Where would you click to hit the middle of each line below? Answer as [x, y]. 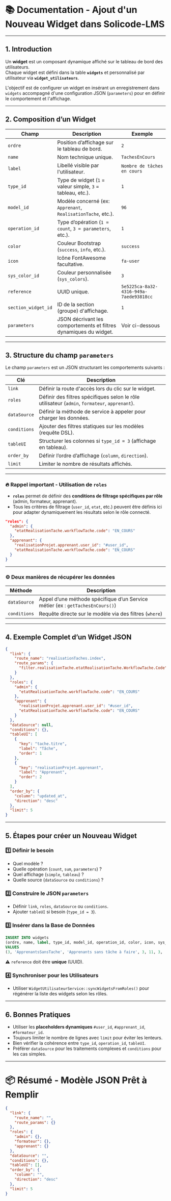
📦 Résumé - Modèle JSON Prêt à [76, 1080]
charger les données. [64, 418]
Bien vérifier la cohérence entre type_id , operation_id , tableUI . [79, 1043]
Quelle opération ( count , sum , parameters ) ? [57, 869]
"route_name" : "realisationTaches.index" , [60, 659]
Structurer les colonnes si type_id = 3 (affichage [97, 441]
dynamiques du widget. [85, 332]
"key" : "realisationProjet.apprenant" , [61, 768]
